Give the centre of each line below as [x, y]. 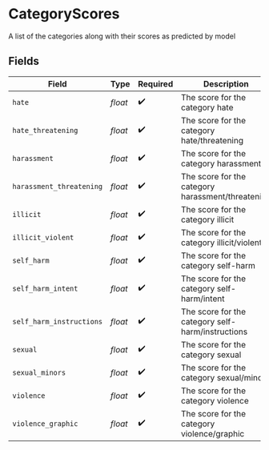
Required [156, 83]
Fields [24, 61]
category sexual [211, 355]
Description [226, 83]
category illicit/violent [221, 243]
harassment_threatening [58, 186]
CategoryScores [64, 14]
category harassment [221, 163]
